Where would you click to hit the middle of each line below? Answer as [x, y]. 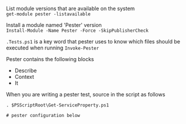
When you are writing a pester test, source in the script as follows [86, 94]
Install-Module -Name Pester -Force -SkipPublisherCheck [77, 31]
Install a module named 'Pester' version [54, 25]
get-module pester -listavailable [49, 14]
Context [24, 77]
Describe [26, 71]
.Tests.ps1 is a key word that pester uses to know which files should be [93, 41]
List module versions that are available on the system [71, 9]
